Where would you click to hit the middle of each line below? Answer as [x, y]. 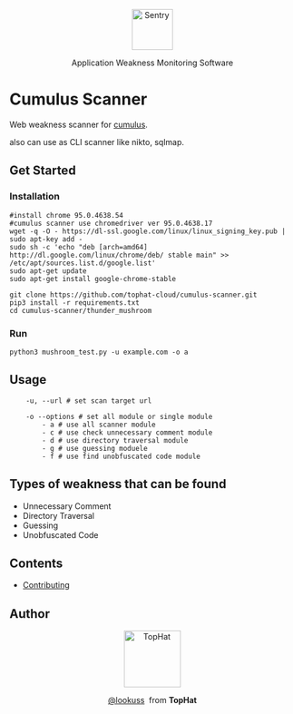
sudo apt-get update [49, 271]
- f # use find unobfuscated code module [122, 456]
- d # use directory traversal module [115, 440]
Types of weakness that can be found [118, 484]
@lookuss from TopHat [152, 700]
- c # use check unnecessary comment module [127, 432]
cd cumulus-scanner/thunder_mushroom [81, 310]
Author [29, 614]
